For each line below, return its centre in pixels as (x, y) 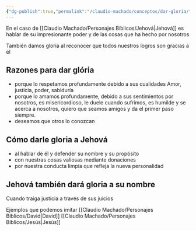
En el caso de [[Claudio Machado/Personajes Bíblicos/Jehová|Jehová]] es (95, 28)
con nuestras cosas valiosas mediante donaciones (75, 160)
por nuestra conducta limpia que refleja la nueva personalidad (89, 166)
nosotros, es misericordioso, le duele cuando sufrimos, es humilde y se (100, 103)
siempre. (25, 115)
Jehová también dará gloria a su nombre (81, 184)
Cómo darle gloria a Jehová (57, 140)
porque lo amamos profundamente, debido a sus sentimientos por (94, 96)
